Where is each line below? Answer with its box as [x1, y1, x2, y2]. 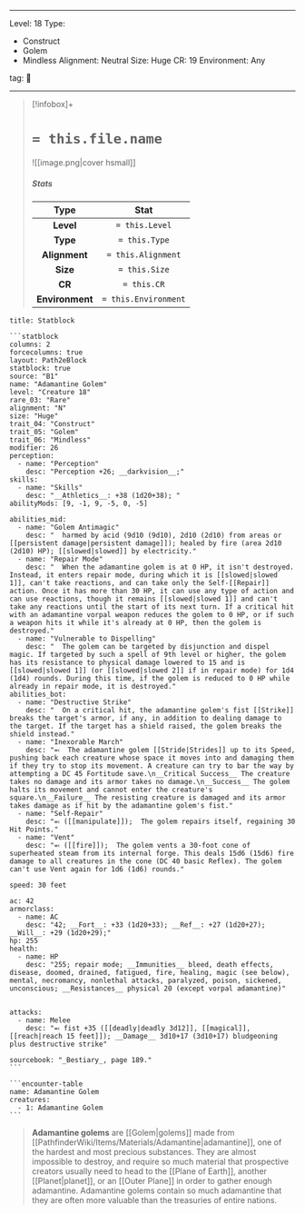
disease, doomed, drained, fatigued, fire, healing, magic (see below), [9, 968, 290, 977]
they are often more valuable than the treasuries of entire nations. [31, 1194, 278, 1205]
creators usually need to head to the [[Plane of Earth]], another [31, 1165, 268, 1177]
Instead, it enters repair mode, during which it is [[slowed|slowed [9, 570, 279, 580]
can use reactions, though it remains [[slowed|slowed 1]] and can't [9, 594, 279, 603]
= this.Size [117, 264, 170, 274]
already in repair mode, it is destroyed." [9, 682, 177, 691]
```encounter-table [9, 1079, 84, 1089]
